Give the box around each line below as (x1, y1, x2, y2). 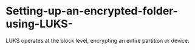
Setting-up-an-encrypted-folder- (5, 4, 179, 18)
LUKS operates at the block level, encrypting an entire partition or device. (5, 37, 190, 44)
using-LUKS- (5, 17, 74, 31)
